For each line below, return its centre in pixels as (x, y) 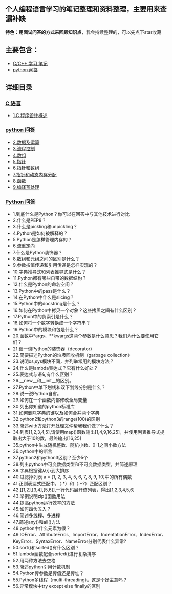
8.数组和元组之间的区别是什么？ (46, 259)
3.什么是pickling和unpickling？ (45, 226)
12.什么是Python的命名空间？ (43, 284)
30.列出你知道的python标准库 (44, 406)
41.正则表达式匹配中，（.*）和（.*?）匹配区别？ (62, 483)
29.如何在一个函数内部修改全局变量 (50, 400)
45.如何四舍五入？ (32, 509)
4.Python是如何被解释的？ (40, 233)
